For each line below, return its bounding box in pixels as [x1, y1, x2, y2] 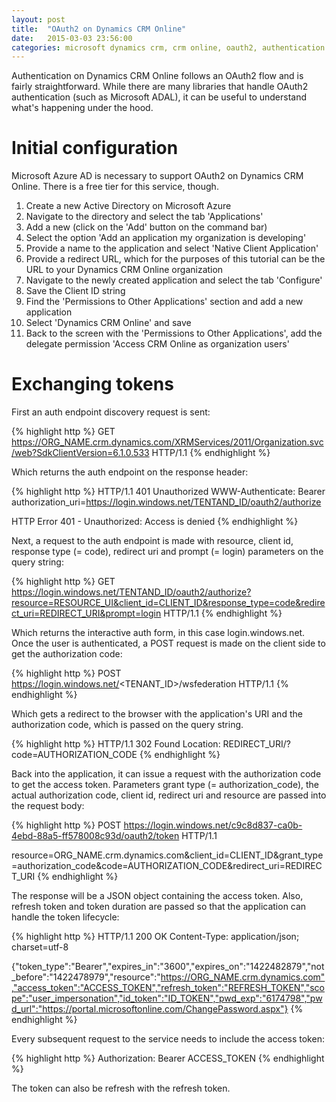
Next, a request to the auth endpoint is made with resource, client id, [11, 535, 294, 547]
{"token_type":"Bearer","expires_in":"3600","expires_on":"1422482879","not [11, 961, 325, 973]
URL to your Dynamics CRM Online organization [25, 264, 224, 276]
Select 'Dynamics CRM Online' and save [25, 317, 192, 329]
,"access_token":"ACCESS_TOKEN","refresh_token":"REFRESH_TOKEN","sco [11, 982, 325, 994]
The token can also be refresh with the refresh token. [11, 1082, 231, 1095]
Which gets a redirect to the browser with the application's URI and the [11, 708, 303, 720]
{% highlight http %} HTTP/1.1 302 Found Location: [11, 738, 221, 750]
